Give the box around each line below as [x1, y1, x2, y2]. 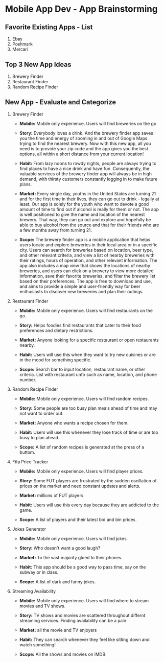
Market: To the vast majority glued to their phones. [19, 554, 123, 560]
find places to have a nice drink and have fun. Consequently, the [19, 165, 150, 171]
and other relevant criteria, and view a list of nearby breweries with [19, 252, 155, 258]
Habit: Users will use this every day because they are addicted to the [19, 502, 159, 508]
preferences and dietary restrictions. [19, 327, 94, 333]
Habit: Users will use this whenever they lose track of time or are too [19, 429, 158, 435]
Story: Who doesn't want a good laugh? [19, 545, 100, 551]
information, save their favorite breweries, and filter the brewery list [19, 273, 156, 279]
